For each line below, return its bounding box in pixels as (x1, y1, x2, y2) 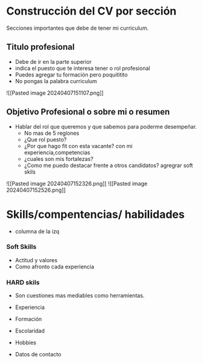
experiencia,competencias (24, 149, 91, 156)
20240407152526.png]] (6, 186, 66, 194)
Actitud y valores (15, 256, 58, 263)
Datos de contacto (15, 351, 62, 358)
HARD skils (6, 278, 40, 287)
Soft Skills (6, 243, 37, 251)
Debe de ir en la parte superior (15, 58, 92, 65)
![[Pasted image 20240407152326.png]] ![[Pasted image (6, 180, 148, 187)
